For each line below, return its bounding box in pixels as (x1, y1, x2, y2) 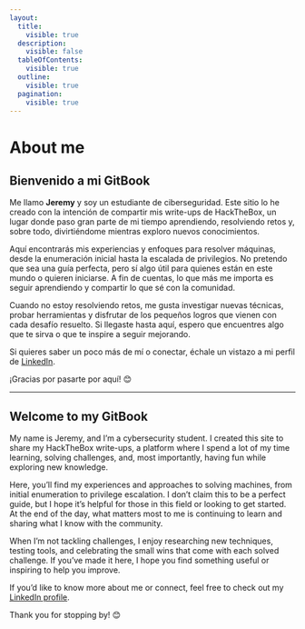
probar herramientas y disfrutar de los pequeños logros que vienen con (9, 310, 277, 321)
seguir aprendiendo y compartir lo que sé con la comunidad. (9, 283, 236, 294)
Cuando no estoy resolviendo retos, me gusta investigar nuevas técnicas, (9, 300, 284, 311)
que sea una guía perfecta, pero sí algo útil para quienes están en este (9, 263, 273, 274)
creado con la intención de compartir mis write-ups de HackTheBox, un (9, 206, 277, 218)
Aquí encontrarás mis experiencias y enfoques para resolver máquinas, (9, 244, 276, 255)
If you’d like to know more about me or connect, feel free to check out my (9, 583, 284, 594)
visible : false (25, 47, 84, 56)
